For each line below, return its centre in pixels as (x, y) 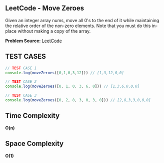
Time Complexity (32, 116)
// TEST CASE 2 (21, 82)
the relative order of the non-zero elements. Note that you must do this (78, 26)
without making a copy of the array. (54, 31)
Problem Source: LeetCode (34, 41)
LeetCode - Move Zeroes (44, 8)
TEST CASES (25, 56)
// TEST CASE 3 (21, 96)
